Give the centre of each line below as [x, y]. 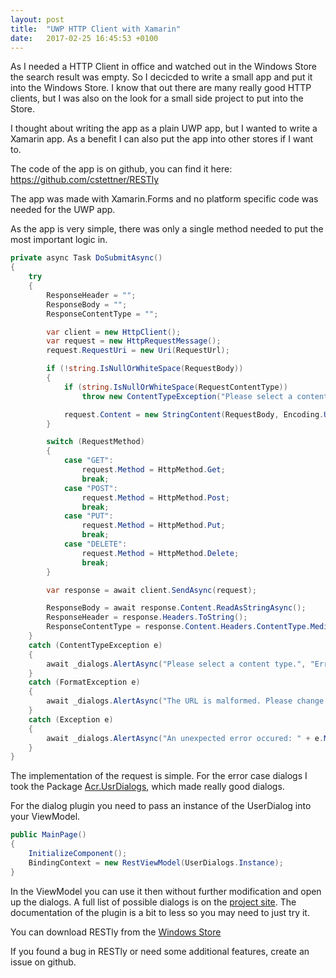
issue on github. [43, 962]
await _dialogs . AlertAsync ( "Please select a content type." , [176, 664]
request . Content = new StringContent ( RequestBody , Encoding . [194, 414]
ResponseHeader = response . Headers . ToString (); [147, 617]
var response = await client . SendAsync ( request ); [151, 590]
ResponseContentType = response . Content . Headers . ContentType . [178, 627]
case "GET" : [88, 461]
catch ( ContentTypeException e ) [95, 645]
